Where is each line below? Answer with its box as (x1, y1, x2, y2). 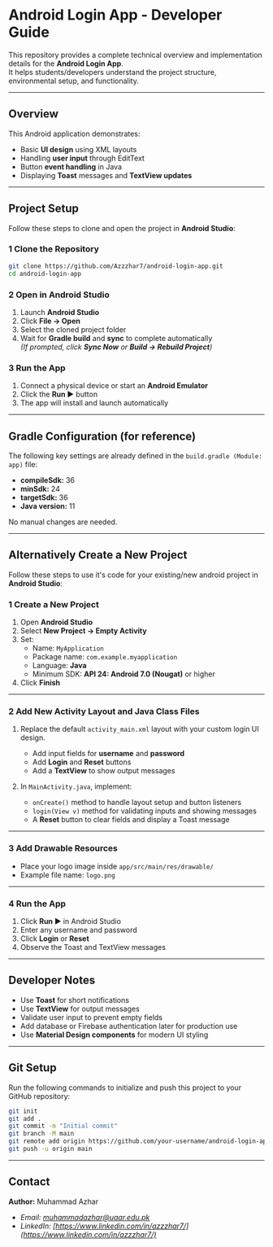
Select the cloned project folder (19, 324, 127, 335)
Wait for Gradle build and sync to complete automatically (19, 333, 213, 343)
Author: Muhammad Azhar (8, 1197, 99, 1206)
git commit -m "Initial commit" (8, 1122, 118, 1131)
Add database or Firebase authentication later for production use (19, 1021, 238, 1030)
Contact (8, 1175, 50, 1189)
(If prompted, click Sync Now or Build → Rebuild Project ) (19, 342, 213, 352)
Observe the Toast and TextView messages (19, 943, 167, 952)
